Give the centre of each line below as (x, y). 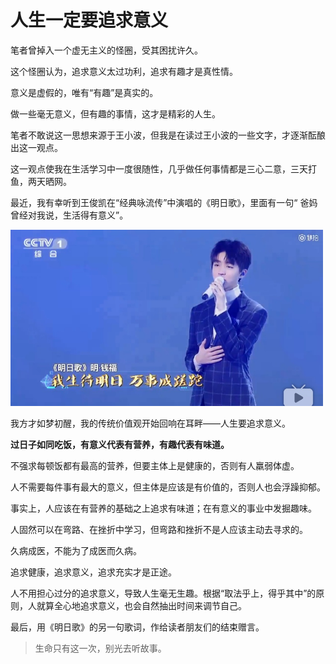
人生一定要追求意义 (89, 20)
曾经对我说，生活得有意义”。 (69, 215)
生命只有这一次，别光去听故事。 (100, 648)
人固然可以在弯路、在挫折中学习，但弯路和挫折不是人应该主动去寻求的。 (159, 530)
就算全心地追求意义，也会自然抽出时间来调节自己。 (141, 606)
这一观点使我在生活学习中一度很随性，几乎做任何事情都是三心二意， (150, 168)
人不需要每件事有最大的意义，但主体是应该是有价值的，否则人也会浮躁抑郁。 (168, 487)
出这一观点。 (36, 147)
